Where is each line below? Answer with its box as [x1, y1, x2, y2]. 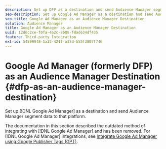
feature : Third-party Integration [5, 35, 77, 40]
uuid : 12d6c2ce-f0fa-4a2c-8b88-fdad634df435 [5, 30, 98, 35]
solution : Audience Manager [5, 21, 63, 26]
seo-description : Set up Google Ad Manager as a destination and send [5, 12, 154, 17]
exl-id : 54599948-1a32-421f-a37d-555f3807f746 [5, 39, 103, 44]
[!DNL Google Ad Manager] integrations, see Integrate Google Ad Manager [5, 133, 157, 139]
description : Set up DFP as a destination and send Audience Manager [5, 7, 152, 12]
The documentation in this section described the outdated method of [5, 122, 146, 128]
